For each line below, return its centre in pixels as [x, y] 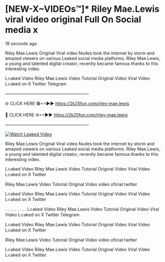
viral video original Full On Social [73, 19]
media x [22, 30]
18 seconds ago [21, 43]
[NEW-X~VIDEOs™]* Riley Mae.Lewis [82, 9]
